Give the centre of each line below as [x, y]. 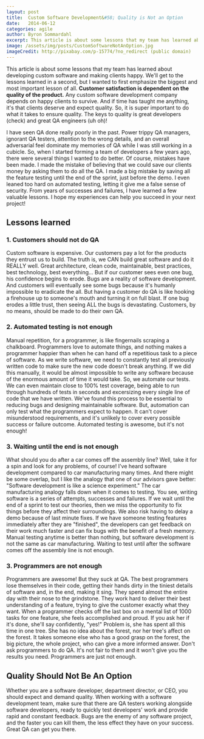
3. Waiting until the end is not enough [63, 446]
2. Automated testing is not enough [59, 327]
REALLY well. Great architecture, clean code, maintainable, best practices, [99, 266]
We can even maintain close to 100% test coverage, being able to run [93, 385]
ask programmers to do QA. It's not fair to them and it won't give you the [97, 650]
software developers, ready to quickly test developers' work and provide [97, 710]
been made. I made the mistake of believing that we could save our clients [99, 164]
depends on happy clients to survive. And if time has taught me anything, [98, 101]
